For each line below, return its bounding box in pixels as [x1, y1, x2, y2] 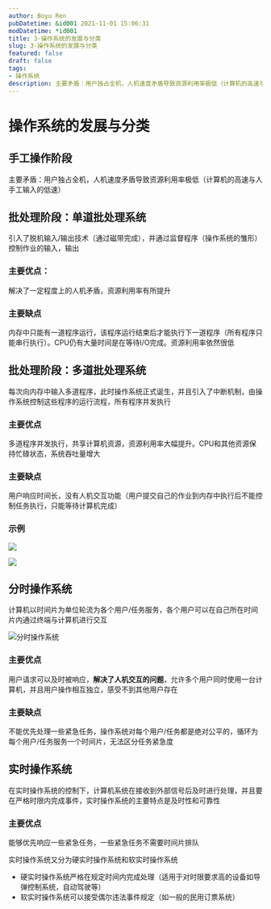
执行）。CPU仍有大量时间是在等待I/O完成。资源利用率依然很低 [29, 337, 236, 347]
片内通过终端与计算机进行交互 [8, 615, 107, 625]
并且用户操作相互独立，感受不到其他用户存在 [29, 684, 178, 694]
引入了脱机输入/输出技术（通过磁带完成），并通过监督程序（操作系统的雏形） [8, 234, 262, 243]
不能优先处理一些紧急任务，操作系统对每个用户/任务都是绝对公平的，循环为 [8, 726, 259, 736]
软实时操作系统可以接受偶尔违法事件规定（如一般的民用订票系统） [19, 892, 240, 902]
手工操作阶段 [8, 151, 73, 166]
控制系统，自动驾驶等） [27, 882, 106, 892]
